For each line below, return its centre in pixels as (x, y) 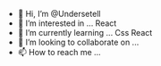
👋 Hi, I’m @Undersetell (59, 14)
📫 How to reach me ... (59, 52)
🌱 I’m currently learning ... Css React (85, 33)
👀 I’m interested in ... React (67, 23)
